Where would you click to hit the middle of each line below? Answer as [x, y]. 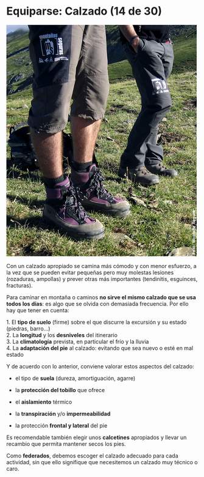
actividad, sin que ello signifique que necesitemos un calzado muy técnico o [102, 462]
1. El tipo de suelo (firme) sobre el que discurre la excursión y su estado [97, 322]
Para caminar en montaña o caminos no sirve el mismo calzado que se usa [101, 297]
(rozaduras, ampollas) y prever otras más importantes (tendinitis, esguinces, [102, 279]
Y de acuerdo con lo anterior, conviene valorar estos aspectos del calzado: [100, 366]
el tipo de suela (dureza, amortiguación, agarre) [75, 378]
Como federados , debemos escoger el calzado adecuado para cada [92, 456]
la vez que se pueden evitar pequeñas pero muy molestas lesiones [90, 272]
